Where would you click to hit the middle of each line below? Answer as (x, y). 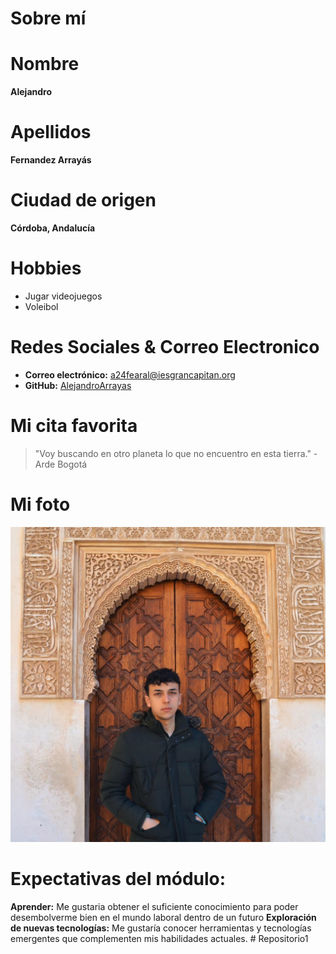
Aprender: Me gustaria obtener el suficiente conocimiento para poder (154, 906)
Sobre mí (48, 18)
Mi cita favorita (74, 426)
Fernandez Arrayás (51, 160)
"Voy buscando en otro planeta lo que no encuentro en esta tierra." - (176, 453)
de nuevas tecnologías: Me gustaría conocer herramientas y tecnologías (161, 928)
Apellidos (51, 132)
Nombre (45, 64)
